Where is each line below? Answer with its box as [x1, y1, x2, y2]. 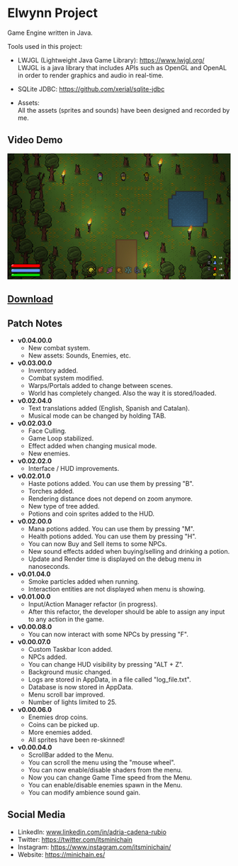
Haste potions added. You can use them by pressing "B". [28, 479, 194, 487]
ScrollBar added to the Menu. [28, 750, 114, 759]
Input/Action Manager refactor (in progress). [28, 599, 158, 608]
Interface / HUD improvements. [28, 464, 120, 472]
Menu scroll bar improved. [28, 690, 105, 699]
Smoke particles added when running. [28, 577, 140, 586]
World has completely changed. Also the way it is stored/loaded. [28, 389, 217, 397]
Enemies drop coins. [28, 713, 89, 721]
